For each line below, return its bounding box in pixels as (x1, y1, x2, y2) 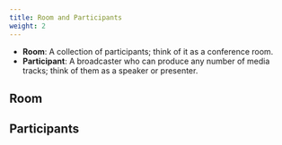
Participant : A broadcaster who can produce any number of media (22, 55, 270, 66)
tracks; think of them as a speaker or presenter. (22, 64, 198, 76)
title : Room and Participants (9, 13, 123, 22)
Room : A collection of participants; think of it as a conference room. (22, 46, 274, 56)
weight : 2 (9, 21, 47, 30)
